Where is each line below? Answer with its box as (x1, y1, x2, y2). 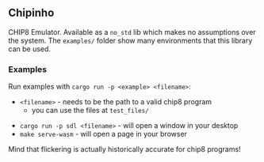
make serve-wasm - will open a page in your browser (19, 130, 188, 139)
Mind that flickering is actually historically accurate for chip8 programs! (8, 145, 241, 154)
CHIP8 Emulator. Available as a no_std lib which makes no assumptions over (8, 27, 256, 36)
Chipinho (8, 6, 55, 20)
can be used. (8, 43, 52, 54)
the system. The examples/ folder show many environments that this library (8, 36, 253, 45)
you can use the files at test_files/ (31, 106, 149, 115)
